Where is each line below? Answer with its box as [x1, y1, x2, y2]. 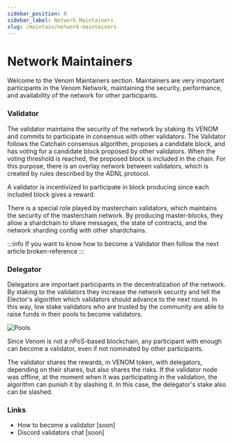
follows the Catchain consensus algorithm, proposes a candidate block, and [7, 139, 225, 147]
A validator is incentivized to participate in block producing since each [7, 182, 209, 191]
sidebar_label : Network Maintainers [7, 17, 114, 24]
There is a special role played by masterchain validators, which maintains [7, 203, 218, 212]
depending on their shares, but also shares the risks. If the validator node [7, 365, 218, 374]
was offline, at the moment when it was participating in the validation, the [7, 372, 218, 381]
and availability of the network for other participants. [7, 92, 158, 100]
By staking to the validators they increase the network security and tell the [7, 287, 221, 296]
